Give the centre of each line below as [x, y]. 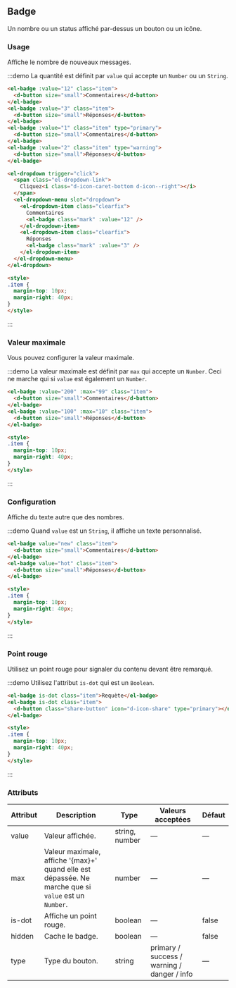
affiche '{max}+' [71, 860]
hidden [22, 936]
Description [76, 815]
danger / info [171, 974]
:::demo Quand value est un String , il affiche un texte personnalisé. [105, 531]
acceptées [173, 819]
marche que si [67, 887]
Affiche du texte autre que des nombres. [66, 517]
